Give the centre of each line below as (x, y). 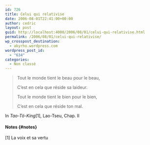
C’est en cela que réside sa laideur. (52, 87)
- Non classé (23, 64)
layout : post (18, 28)
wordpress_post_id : (25, 50)
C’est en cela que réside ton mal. (50, 106)
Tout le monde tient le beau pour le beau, (58, 78)
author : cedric (21, 23)
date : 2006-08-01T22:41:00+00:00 (39, 19)
